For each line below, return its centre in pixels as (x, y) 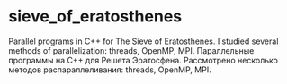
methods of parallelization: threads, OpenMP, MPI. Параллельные (131, 50)
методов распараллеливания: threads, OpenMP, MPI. (110, 70)
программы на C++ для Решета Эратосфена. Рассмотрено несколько (143, 60)
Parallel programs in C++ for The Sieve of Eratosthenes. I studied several (143, 41)
